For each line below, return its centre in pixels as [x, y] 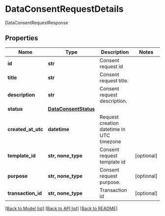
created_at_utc [25, 129]
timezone [110, 141]
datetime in [113, 129]
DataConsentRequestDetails [64, 9]
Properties [22, 38]
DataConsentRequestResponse [37, 23]
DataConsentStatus [71, 109]
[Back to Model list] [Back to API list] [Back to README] [61, 208]
